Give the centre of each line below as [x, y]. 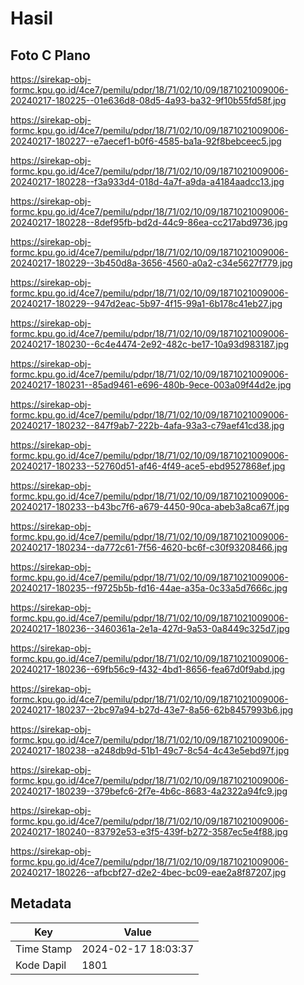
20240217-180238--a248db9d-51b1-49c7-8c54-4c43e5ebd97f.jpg [150, 750]
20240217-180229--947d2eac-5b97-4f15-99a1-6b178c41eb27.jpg [146, 303]
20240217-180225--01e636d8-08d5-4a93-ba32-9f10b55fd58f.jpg [148, 100]
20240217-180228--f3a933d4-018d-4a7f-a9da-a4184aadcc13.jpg [147, 181]
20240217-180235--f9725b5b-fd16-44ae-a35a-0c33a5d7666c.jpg [149, 588]
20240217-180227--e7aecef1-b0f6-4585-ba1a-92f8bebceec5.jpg [146, 141]
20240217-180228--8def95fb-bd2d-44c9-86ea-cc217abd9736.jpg [149, 222]
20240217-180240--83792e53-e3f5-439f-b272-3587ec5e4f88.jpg [149, 831]
